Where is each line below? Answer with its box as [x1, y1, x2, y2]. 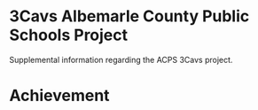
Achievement [9, 86, 110, 106]
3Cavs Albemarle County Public [9, 6, 250, 27]
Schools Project [9, 25, 129, 45]
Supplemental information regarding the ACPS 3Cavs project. [9, 54, 233, 65]
